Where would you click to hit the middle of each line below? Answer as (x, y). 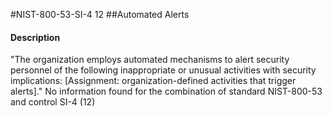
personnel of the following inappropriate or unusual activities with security (163, 70)
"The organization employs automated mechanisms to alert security (150, 60)
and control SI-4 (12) (53, 102)
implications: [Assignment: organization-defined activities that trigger (153, 81)
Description (35, 37)
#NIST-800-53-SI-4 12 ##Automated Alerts (100, 14)
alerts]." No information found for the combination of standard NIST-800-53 (166, 91)
